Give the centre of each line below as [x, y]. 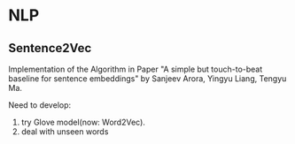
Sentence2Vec [50, 48]
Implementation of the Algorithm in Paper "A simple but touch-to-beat [136, 69]
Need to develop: [40, 105]
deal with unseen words [65, 132]
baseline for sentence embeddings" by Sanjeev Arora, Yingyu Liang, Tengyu [147, 79]
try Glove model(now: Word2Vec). [83, 122]
